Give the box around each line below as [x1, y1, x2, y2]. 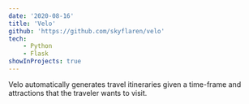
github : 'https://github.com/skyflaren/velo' [8, 27, 165, 35]
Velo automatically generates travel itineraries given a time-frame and [8, 79, 242, 89]
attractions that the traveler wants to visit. [8, 88, 148, 97]
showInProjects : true [8, 58, 82, 66]
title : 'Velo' [8, 19, 57, 28]
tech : [8, 34, 27, 43]
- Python [23, 42, 53, 50]
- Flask [23, 50, 49, 58]
